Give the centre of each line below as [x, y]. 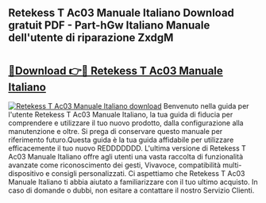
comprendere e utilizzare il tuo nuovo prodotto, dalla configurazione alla [126, 123]
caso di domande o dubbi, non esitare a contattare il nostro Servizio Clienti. [131, 190]
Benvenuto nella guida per [206, 106]
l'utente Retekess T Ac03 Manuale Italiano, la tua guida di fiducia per [121, 115]
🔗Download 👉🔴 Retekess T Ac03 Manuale [116, 71]
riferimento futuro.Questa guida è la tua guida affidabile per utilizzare [121, 140]
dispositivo [26, 173]
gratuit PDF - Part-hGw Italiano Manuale [109, 26]
